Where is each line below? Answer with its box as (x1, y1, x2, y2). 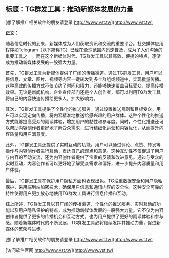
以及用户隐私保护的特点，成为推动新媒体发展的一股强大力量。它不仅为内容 (9, 207, 164, 213)
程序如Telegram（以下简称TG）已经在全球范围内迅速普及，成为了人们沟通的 (5, 47, 163, 53)
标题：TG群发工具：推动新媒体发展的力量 (5, 5, 134, 14)
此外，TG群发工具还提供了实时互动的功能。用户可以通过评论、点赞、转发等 (5, 141, 161, 147)
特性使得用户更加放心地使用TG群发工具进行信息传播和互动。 (5, 190, 131, 196)
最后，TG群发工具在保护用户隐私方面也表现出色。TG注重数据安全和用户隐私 (5, 178, 163, 184)
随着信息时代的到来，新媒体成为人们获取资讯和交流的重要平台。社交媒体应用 (5, 40, 164, 46)
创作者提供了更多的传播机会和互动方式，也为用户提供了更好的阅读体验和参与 (5, 213, 164, 219)
